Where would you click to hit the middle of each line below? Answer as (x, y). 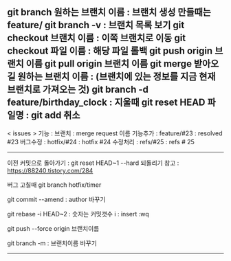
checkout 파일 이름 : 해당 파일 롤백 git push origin (110, 51)
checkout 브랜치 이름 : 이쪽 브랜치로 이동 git (97, 38)
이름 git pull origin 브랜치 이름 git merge (109, 64)
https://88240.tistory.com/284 (50, 170)
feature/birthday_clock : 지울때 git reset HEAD (106, 103)
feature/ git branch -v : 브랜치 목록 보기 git (96, 25)
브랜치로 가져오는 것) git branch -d (78, 90)
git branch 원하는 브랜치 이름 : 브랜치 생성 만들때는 (109, 12)
